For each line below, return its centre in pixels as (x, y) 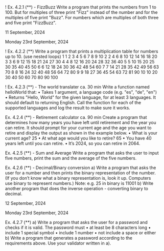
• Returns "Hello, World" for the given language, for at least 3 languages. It (81, 97)
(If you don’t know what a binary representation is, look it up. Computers (78, 178)
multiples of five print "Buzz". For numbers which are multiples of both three (82, 17)
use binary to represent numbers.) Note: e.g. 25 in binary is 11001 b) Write (79, 183)
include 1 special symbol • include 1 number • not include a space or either (81, 233)
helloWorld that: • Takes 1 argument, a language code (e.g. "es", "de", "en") (81, 92)
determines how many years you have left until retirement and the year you (81, 123)
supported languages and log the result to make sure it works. (68, 108)
